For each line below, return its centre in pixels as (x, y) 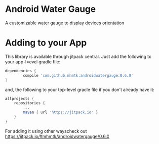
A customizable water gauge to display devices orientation (65, 23)
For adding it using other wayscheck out (46, 131)
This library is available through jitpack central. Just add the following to (78, 56)
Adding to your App (46, 43)
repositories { (30, 103)
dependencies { (21, 71)
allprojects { (20, 98)
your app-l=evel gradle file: (33, 62)
